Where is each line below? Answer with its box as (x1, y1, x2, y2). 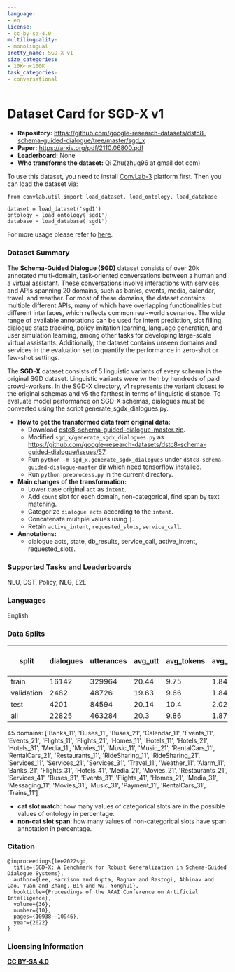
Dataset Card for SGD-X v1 (7, 106, 164, 121)
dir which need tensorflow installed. (99, 462, 202, 471)
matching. (27, 500, 57, 508)
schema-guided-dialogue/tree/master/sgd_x (17, 136, 145, 145)
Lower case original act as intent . (27, 485, 127, 493)
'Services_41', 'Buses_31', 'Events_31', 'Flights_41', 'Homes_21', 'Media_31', (7, 773, 218, 782)
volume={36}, (13, 900, 52, 907)
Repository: (17, 129, 52, 138)
